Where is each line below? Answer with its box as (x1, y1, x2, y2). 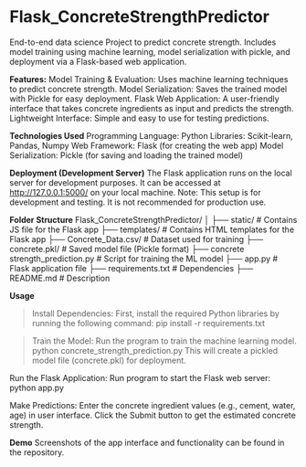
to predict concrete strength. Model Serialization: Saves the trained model (9, 83, 288, 94)
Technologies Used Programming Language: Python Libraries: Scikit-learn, (9, 130, 294, 141)
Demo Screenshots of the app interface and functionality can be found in (9, 437, 285, 448)
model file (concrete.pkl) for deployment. (31, 355, 187, 366)
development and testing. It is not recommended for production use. (9, 196, 267, 207)
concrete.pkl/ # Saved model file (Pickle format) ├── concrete (9, 243, 245, 254)
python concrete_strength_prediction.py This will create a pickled (31, 345, 279, 356)
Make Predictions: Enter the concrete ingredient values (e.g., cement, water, (9, 399, 296, 410)
